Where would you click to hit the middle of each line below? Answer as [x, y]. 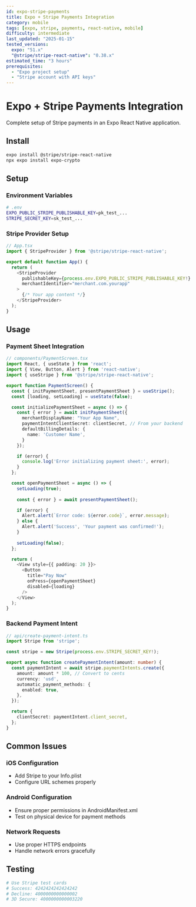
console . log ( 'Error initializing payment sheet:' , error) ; [95, 462]
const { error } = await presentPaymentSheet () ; [77, 499]
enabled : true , [40, 690]
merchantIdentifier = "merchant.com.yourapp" [76, 284]
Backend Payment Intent [42, 624]
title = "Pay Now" [47, 576]
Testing [20, 869]
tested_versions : [27, 45]
